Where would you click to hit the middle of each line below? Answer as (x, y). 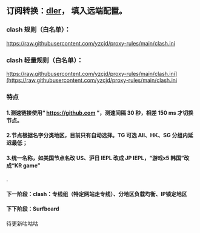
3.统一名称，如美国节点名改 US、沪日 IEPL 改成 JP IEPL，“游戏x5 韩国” (95, 158)
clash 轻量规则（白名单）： (45, 60)
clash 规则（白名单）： (38, 30)
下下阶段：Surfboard (33, 209)
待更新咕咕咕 (22, 224)
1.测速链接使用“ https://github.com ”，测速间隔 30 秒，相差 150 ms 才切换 (100, 113)
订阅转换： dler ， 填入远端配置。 (67, 11)
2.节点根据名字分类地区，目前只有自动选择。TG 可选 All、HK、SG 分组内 (97, 135)
